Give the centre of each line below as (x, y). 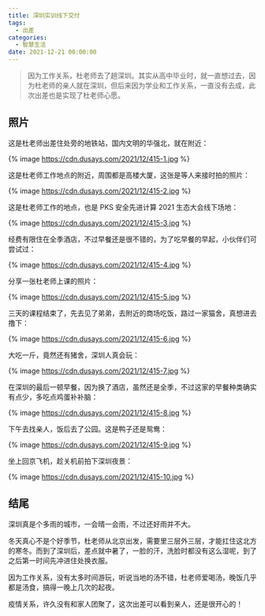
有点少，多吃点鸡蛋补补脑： (53, 397)
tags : (17, 23)
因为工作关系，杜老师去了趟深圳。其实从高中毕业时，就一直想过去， (138, 75)
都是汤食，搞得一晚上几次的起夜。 (63, 587)
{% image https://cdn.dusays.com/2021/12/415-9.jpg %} (100, 444)
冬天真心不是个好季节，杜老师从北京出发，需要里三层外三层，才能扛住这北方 (132, 540)
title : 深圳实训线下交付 (44, 15)
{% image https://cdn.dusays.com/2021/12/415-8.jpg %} (100, 413)
